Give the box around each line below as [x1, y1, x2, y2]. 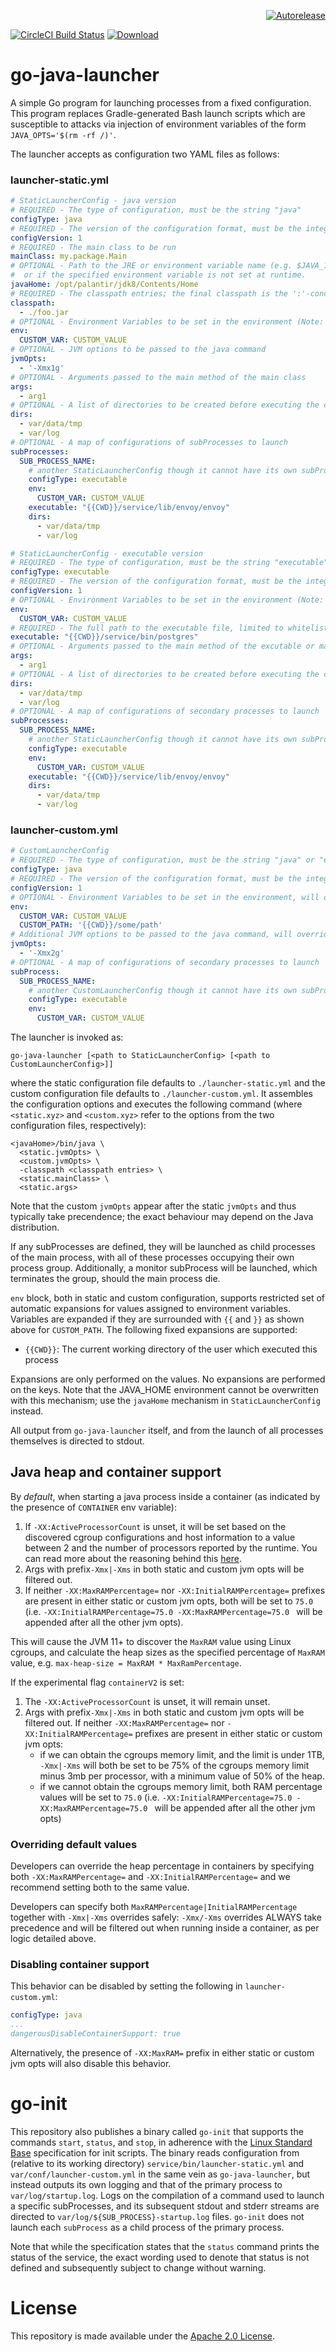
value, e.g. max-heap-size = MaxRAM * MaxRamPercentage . [10, 1656, 242, 1669]
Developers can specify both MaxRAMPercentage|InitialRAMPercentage [10, 1901, 298, 1913]
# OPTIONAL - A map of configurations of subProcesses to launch [10, 437, 288, 447]
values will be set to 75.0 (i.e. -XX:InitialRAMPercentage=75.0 [39, 1791, 293, 1803]
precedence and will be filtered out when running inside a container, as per [10, 1922, 320, 1934]
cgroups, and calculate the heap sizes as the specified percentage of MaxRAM [10, 1646, 325, 1658]
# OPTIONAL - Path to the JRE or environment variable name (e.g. [10, 261, 293, 271]
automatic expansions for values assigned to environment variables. [10, 1303, 291, 1315]
